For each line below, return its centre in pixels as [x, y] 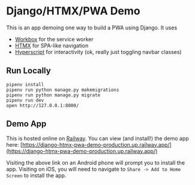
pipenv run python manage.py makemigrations [63, 90]
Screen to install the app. [36, 175]
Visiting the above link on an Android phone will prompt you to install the [95, 162]
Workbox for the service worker [54, 39]
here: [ [14, 144]
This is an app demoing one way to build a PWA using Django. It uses [92, 28]
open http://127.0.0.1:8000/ [43, 105]
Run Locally [28, 71]
